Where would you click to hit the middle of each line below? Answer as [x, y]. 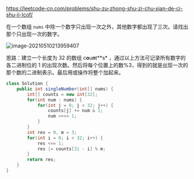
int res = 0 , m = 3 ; [52, 132]
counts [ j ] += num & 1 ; [75, 111]
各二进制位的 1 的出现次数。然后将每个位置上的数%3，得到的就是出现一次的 [97, 65]
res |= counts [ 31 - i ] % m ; [72, 149]
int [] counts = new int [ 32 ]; [63, 94]
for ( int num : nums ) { [55, 100]
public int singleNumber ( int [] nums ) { [65, 89]
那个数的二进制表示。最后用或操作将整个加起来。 [65, 72]
